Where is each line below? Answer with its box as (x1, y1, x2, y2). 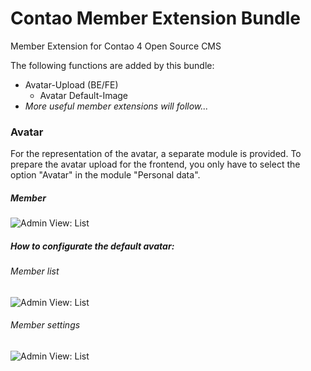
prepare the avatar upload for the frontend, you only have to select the (10, 158, 301, 171)
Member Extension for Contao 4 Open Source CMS (10, 40, 222, 52)
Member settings (10, 319, 81, 331)
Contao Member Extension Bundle (10, 7, 301, 30)
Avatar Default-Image (39, 89, 129, 101)
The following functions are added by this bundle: (10, 59, 215, 71)
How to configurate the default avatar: (10, 240, 175, 252)
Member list (10, 265, 60, 277)
